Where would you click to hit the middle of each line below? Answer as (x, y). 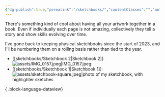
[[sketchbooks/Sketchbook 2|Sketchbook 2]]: (58, 58)
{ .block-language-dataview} (34, 89)
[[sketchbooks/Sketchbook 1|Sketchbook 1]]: (57, 69)
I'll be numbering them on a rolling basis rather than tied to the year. (74, 49)
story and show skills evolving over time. (46, 34)
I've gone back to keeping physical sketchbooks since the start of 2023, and (82, 44)
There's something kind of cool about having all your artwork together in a (80, 24)
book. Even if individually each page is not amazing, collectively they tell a (80, 29)
